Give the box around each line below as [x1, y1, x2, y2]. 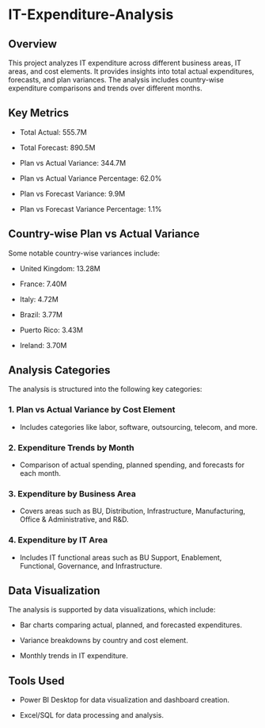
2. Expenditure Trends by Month [8, 442, 134, 453]
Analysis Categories [8, 363, 111, 377]
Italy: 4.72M [19, 294, 59, 304]
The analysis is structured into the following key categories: [8, 385, 203, 394]
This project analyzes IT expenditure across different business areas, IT [8, 58, 242, 67]
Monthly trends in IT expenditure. [19, 651, 129, 661]
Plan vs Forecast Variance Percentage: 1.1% [19, 204, 162, 213]
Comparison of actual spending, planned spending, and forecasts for [19, 460, 245, 469]
